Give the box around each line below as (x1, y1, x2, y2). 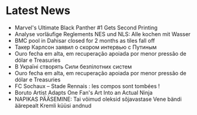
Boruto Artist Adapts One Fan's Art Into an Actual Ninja (14, 89, 153, 96)
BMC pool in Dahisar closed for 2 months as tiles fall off (14, 37, 155, 44)
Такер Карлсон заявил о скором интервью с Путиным (14, 43, 157, 51)
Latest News (6, 4, 71, 18)
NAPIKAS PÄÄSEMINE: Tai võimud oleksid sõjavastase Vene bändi (14, 95, 182, 103)
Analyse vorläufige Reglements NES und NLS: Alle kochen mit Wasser (14, 30, 191, 37)
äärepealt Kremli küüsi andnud (14, 102, 92, 109)
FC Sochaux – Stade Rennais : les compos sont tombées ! (14, 82, 160, 89)
